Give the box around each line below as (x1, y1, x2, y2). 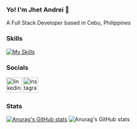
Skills (6, 35, 23, 43)
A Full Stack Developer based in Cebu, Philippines (6, 19, 132, 27)
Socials (6, 63, 28, 71)
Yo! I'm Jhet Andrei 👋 (6, 5, 70, 14)
